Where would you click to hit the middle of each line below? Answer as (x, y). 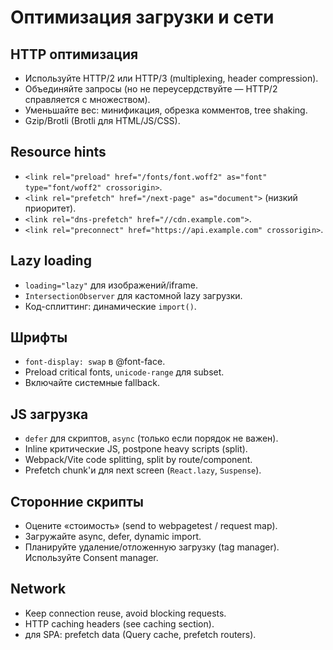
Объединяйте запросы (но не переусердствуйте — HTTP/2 (151, 89)
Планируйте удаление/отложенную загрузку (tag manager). (152, 547)
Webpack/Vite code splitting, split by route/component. (138, 460)
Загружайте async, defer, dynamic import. (113, 537)
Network (38, 589)
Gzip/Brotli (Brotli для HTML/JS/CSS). (102, 120)
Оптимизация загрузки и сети (142, 17)
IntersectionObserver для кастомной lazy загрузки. (133, 295)
